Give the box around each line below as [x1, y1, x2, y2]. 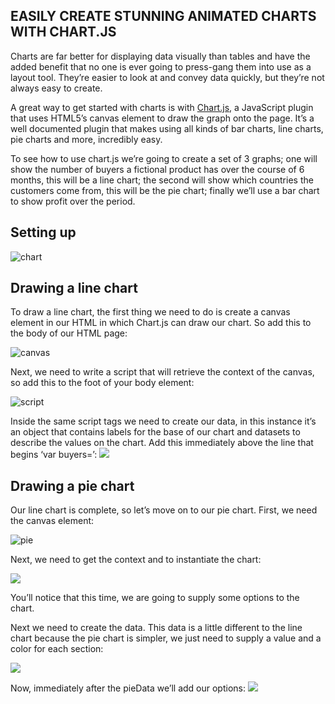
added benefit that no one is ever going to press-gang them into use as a [10, 60, 312, 73]
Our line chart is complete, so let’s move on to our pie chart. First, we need [10, 504, 318, 516]
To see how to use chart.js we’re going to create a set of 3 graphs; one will [10, 152, 318, 164]
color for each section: [10, 643, 104, 655]
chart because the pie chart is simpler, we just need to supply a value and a [10, 632, 322, 644]
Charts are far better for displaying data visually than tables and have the [10, 50, 311, 62]
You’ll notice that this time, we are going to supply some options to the [10, 592, 300, 604]
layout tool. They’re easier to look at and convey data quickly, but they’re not [10, 71, 325, 83]
